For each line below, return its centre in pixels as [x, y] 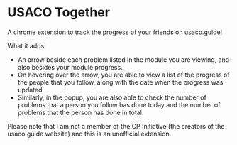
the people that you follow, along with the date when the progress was [120, 82]
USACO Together [59, 12]
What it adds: [27, 45]
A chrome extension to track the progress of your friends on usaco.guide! [115, 32]
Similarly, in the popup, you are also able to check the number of [112, 97]
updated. [31, 90]
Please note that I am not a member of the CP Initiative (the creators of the [116, 126]
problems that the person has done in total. [81, 112]
